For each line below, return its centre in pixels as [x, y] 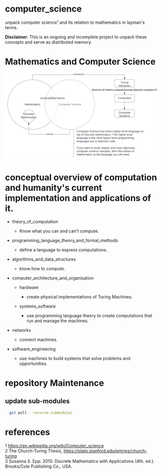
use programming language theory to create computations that [89, 316]
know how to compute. [42, 269]
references [28, 432]
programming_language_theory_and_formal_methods [65, 241]
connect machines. [38, 340]
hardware [29, 288]
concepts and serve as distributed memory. [49, 42]
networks [22, 330]
